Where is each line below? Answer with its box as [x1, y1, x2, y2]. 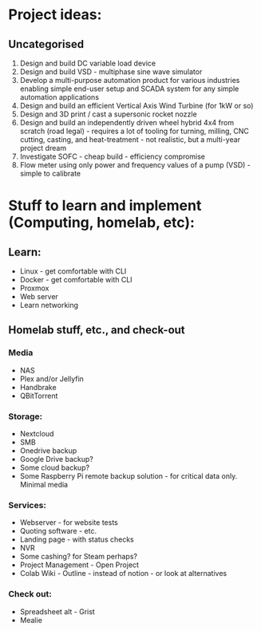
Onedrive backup [19, 445, 77, 456]
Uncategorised [8, 37, 85, 51]
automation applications [19, 93, 100, 101]
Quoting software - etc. [19, 526, 97, 536]
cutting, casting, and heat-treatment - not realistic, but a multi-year [19, 135, 241, 144]
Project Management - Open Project [19, 560, 140, 570]
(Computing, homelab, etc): [8, 214, 196, 232]
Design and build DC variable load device [19, 58, 156, 68]
